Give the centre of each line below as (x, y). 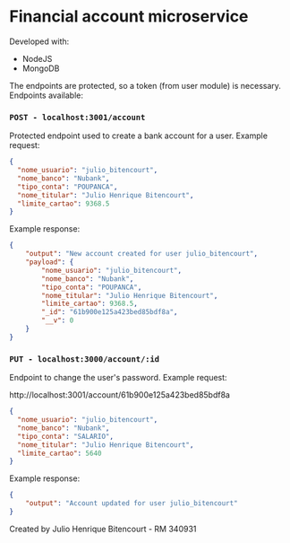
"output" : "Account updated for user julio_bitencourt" (132, 504)
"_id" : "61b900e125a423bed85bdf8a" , (110, 312)
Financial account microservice (129, 17)
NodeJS (37, 58)
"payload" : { (50, 262)
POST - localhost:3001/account (77, 117)
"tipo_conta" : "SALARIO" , (66, 436)
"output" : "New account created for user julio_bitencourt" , (141, 254)
